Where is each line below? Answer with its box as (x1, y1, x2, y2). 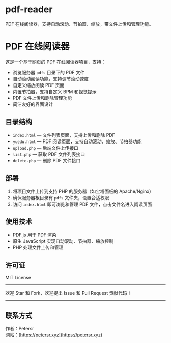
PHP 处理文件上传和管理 (12, 244, 64, 250)
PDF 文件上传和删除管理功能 (12, 95, 72, 101)
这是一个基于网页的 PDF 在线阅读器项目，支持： (5, 59, 106, 65)
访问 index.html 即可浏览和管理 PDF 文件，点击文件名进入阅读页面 (12, 201, 152, 207)
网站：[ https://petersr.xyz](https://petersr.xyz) (5, 332, 103, 338)
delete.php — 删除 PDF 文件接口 (12, 157, 81, 163)
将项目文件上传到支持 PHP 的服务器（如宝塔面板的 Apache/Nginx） (12, 188, 154, 194)
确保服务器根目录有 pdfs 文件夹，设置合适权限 (12, 194, 109, 201)
